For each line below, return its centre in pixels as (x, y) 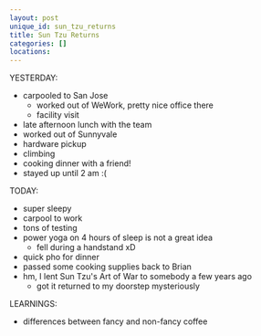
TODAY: (24, 191)
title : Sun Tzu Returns (55, 35)
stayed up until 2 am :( (65, 173)
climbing (39, 154)
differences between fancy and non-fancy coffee (115, 321)
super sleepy (47, 209)
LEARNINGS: (33, 304)
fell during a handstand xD (86, 247)
